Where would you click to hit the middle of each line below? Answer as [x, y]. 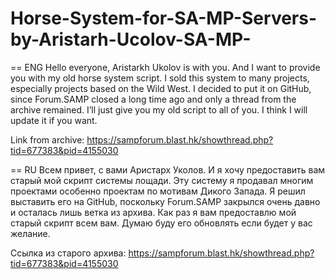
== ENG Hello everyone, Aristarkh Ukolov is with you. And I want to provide [165, 67]
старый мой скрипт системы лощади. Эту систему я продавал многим [162, 180]
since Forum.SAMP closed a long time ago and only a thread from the [153, 99]
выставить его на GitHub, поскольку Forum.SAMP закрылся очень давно [165, 201]
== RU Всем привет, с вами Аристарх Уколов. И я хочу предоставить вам [168, 169]
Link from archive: [47, 139]
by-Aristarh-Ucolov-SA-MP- [131, 39]
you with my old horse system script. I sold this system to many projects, [160, 78]
